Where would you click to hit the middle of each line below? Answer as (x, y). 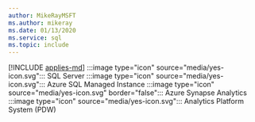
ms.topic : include (39, 45)
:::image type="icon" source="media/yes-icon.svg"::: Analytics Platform (126, 101)
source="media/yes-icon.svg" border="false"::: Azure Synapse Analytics (128, 93)
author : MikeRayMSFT (42, 15)
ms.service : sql (35, 38)
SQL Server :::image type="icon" (101, 76)
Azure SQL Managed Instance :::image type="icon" (131, 85)
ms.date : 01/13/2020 (42, 30)
